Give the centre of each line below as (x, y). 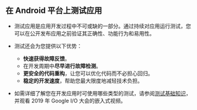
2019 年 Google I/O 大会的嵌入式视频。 (79, 101)
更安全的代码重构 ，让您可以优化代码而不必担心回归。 (88, 73)
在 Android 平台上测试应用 (54, 11)
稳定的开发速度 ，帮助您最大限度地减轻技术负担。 (83, 80)
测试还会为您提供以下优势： (48, 46)
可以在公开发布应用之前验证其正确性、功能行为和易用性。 (84, 33)
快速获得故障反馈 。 (47, 59)
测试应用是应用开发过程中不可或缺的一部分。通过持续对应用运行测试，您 (102, 26)
